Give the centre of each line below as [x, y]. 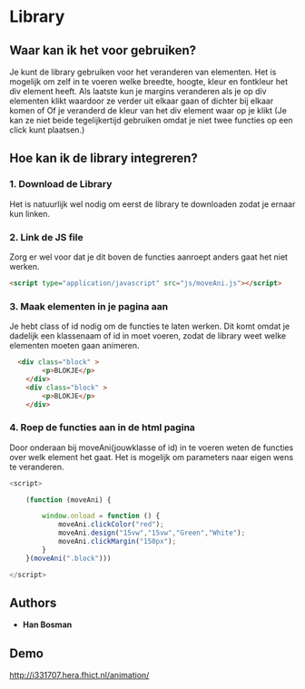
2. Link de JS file [46, 237]
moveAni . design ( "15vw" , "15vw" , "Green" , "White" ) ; [152, 533]
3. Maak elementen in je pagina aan [89, 306]
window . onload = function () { [101, 516]
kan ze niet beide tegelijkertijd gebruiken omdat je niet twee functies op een [151, 120]
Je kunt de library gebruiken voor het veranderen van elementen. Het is [143, 72]
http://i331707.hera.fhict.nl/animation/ [79, 675]
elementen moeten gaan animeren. [74, 346]
